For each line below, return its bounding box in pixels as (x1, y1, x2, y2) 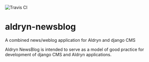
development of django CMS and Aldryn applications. (5, 51, 112, 57)
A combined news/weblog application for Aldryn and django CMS (5, 37, 135, 43)
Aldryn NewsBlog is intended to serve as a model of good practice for (5, 46, 144, 52)
